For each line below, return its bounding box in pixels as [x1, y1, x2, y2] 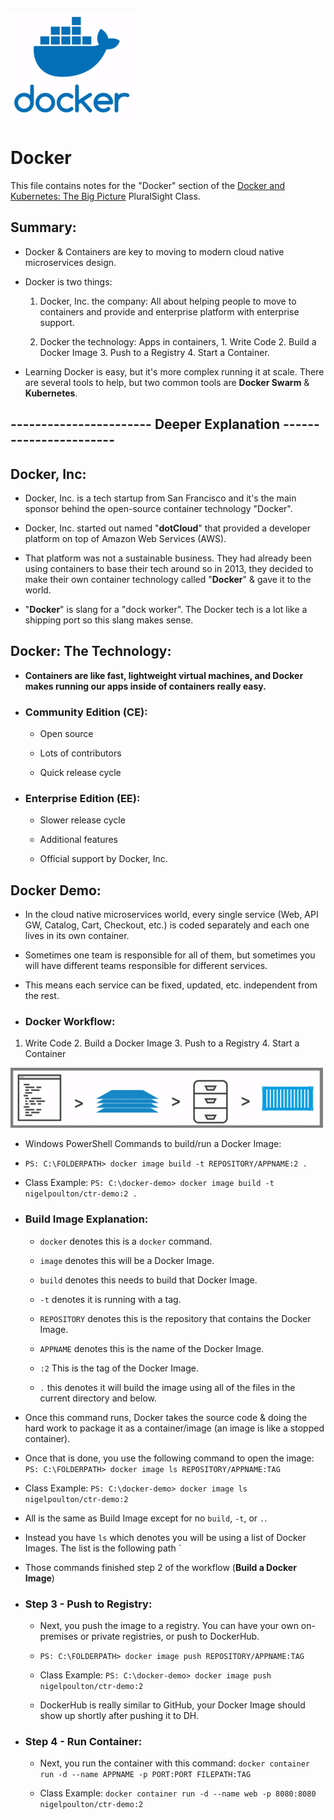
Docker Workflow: [24, 1015, 116, 1029]
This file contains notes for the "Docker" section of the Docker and [10, 179, 286, 191]
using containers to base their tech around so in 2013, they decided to [24, 562, 314, 574]
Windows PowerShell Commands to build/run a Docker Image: [24, 1138, 282, 1150]
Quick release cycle [39, 767, 122, 779]
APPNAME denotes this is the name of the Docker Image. [39, 1342, 265, 1354]
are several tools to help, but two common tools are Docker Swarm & [24, 376, 310, 388]
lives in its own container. [24, 930, 130, 942]
